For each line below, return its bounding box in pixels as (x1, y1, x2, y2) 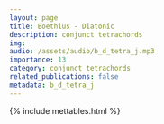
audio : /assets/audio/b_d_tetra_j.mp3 (9, 47, 155, 56)
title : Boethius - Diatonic (9, 22, 115, 31)
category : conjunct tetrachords (9, 64, 131, 73)
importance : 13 (9, 55, 67, 64)
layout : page (9, 13, 59, 23)
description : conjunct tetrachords (9, 30, 143, 39)
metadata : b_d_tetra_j (9, 81, 95, 90)
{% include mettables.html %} (9, 105, 121, 116)
